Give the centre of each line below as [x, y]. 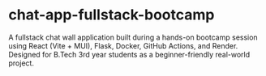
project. [21, 63]
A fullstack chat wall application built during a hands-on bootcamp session [133, 37]
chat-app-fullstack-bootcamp [112, 15]
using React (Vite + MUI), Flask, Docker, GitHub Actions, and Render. [123, 45]
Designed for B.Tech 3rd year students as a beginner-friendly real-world [129, 54]
